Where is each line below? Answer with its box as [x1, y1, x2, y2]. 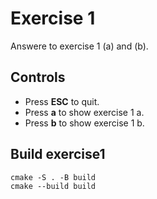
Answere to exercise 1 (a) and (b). [10, 40, 149, 52]
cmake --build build [10, 181, 97, 191]
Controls [10, 69, 66, 86]
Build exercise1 [10, 146, 106, 163]
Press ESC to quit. [24, 95, 100, 107]
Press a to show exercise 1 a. [24, 106, 145, 118]
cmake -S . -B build [10, 172, 97, 182]
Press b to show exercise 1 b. [24, 117, 145, 129]
